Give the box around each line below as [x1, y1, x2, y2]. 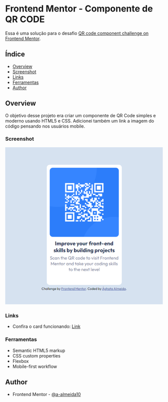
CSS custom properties [12, 352, 61, 358]
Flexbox [12, 358, 29, 364]
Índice [5, 50, 25, 59]
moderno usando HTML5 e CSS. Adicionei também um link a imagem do [5, 118, 154, 124]
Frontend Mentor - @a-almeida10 [12, 391, 81, 397]
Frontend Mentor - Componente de [5, 3, 153, 15]
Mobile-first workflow [12, 363, 57, 369]
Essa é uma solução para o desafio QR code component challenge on [5, 30, 149, 36]
